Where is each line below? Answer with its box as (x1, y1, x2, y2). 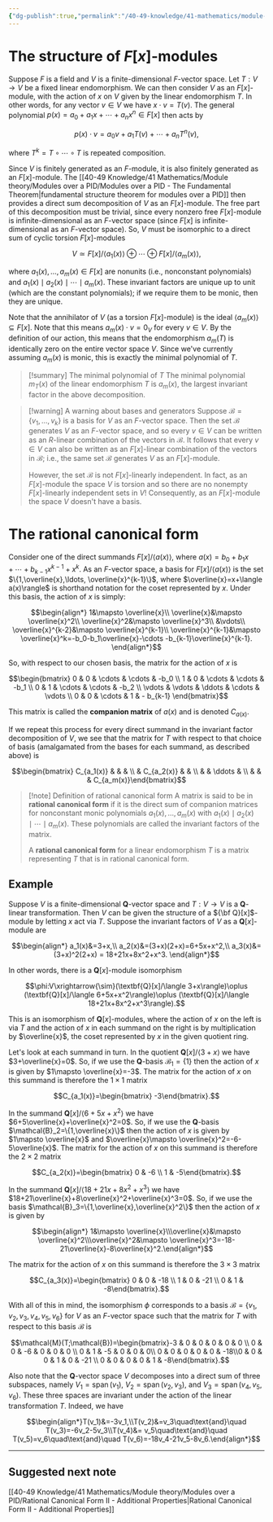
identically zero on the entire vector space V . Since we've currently (8, 344, 233, 353)
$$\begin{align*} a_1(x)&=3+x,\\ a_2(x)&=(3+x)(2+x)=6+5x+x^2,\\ (11, 941, 230, 950)
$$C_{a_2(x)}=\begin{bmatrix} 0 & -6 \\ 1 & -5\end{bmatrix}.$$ (32, 1168, 241, 1178)
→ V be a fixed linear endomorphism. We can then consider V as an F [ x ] (8, 82, 250, 92)
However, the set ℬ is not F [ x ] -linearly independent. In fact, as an (28, 470, 248, 480)
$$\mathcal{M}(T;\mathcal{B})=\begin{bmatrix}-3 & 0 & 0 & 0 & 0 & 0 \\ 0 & (11, 1338, 262, 1348)
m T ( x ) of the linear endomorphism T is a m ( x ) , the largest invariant (28, 379, 248, 391)
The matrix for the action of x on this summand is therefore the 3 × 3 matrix (8, 1259, 261, 1269)
